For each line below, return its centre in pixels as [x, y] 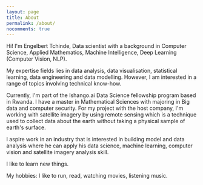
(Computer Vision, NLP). [37, 59]
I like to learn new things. [38, 164]
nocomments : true [28, 29]
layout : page [23, 12]
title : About [23, 18]
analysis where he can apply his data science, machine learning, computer [99, 146]
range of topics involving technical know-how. [64, 84]
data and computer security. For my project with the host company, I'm [95, 108]
